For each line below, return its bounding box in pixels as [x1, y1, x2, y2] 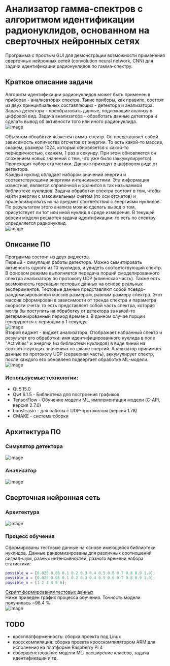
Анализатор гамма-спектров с [5, 3, 143, 15]
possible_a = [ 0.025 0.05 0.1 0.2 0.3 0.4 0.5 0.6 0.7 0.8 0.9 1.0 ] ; [5, 575, 156, 580]
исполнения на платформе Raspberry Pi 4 [12, 644, 103, 651]
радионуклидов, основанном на [5, 25, 150, 36]
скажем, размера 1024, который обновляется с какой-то [5, 144, 129, 150]
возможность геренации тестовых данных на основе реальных [5, 281, 143, 287]
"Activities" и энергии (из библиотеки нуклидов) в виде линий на [5, 340, 146, 346]
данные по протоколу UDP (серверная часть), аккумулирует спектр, [5, 351, 155, 357]
